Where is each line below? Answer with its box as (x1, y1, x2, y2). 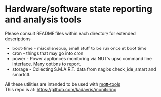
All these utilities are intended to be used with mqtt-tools (5, 81, 120, 87)
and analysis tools (5, 14, 82, 25)
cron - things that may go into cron (12, 50, 84, 56)
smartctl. (12, 71, 31, 77)
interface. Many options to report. (12, 61, 81, 67)
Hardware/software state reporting (5, 3, 153, 15)
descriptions (5, 36, 31, 42)
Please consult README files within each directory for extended (5, 30, 136, 36)
